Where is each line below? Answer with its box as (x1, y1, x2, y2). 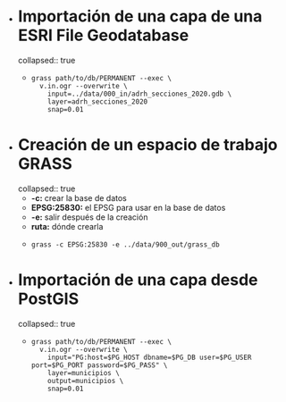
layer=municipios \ (47, 368, 121, 377)
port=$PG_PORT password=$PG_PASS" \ (30, 360, 168, 370)
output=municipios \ (47, 376, 124, 385)
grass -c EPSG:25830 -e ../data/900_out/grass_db (30, 239, 221, 249)
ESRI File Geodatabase (17, 25, 189, 46)
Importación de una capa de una (17, 6, 263, 27)
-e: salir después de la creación (30, 212, 148, 222)
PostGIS (17, 289, 80, 309)
